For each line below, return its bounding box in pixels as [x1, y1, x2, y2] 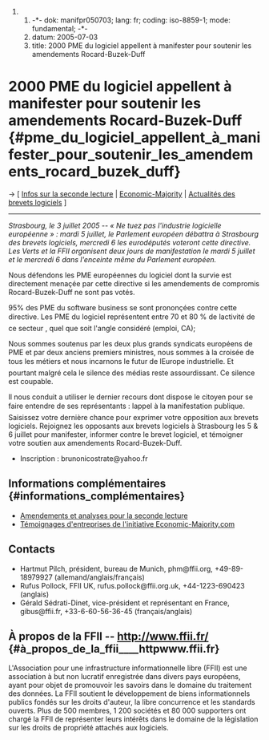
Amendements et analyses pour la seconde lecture [19, 511, 188, 520]
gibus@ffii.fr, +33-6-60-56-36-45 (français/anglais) [19, 606, 193, 616]
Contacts [8, 543, 56, 556]
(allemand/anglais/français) [54, 572, 146, 582]
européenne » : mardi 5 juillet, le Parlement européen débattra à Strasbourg [8, 228, 259, 239]
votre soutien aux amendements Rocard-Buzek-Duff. [8, 438, 183, 447]
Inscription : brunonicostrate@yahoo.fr [19, 453, 148, 463]
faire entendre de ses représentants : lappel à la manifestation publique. [8, 401, 246, 410]
